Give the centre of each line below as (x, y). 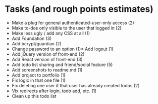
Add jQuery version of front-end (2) (48, 54)
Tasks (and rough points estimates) (79, 9)
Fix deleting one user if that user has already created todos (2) (76, 85)
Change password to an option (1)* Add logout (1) (63, 49)
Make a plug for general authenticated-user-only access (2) (73, 23)
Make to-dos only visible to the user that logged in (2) (67, 28)
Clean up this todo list (34, 96)
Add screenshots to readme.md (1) (47, 69)
